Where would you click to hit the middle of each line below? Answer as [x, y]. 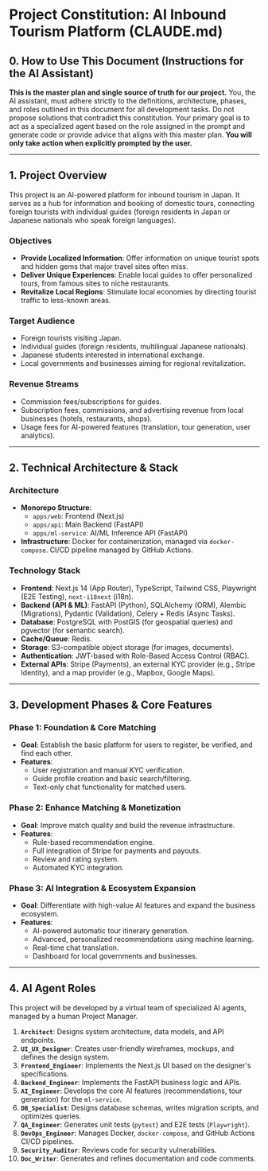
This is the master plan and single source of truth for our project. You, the [132, 92]
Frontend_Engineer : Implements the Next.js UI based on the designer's [136, 1065]
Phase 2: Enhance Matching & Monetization [95, 807]
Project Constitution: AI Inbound [118, 15]
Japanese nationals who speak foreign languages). [93, 220]
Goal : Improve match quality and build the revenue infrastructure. [128, 825]
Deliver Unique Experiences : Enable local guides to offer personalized [136, 275]
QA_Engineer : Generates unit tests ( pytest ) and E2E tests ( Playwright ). [135, 1124]
